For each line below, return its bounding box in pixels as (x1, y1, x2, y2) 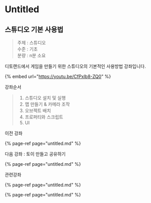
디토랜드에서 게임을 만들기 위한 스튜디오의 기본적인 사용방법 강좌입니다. (5, 63, 146, 69)
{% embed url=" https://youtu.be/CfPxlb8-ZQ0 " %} (5, 73, 111, 80)
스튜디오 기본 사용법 (5, 25, 64, 34)
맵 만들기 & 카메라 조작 (24, 101, 70, 107)
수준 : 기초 (17, 46, 38, 52)
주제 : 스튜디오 (17, 40, 46, 45)
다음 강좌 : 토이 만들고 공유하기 (5, 151, 66, 157)
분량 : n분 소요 (17, 53, 46, 58)
